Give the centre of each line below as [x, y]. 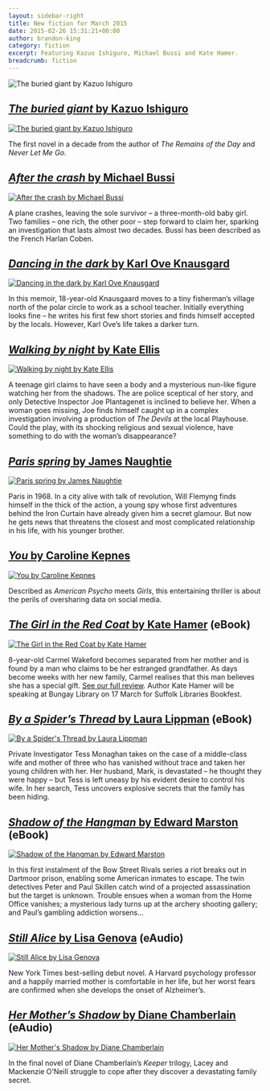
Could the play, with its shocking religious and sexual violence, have [121, 428]
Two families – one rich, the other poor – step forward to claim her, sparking [134, 221]
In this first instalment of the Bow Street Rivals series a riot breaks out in [127, 870]
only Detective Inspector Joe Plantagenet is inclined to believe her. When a [132, 402]
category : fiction [39, 46]
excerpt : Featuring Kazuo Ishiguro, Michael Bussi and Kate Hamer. [124, 53]
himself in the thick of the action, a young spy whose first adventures [123, 505]
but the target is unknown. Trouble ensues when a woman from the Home [130, 895]
